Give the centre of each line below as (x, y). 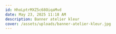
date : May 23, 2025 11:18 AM (36, 14)
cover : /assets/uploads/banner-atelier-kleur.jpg (58, 24)
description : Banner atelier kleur (42, 19)
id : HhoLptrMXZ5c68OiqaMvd (33, 10)
